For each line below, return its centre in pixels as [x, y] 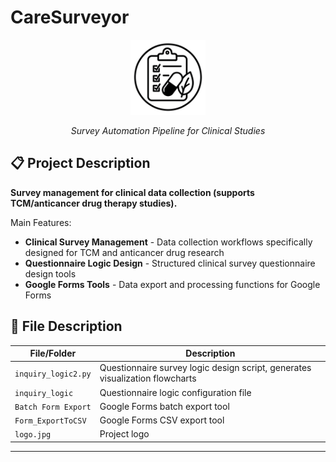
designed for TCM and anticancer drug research [124, 252]
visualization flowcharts [148, 378]
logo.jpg [33, 435]
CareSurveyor [70, 17]
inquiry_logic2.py [53, 374]
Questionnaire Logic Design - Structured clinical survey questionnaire [170, 263]
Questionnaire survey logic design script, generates [205, 368]
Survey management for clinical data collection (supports [132, 192]
